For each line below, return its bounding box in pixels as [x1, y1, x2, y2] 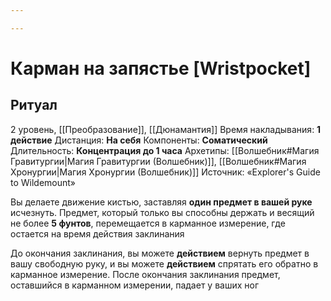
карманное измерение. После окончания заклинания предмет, [10, 268, 281, 280]
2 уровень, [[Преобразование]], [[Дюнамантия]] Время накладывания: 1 [10, 123, 322, 135]
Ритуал [10, 97, 58, 114]
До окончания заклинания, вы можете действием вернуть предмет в [10, 247, 310, 259]
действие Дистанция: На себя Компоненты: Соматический [10, 134, 268, 146]
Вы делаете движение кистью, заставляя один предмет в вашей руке [10, 196, 313, 208]
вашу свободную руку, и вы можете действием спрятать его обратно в [10, 257, 319, 270]
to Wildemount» [10, 176, 77, 188]
